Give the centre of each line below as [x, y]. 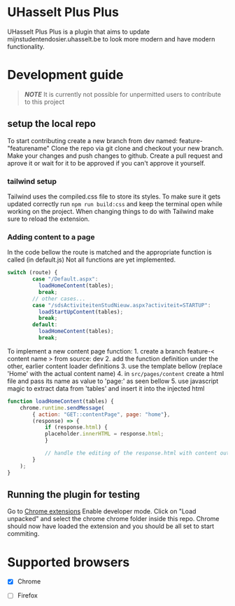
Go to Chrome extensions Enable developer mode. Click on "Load [102, 511]
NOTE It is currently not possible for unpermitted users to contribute [123, 94]
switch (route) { [33, 273]
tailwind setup [32, 181]
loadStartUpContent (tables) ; [81, 312]
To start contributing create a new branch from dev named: [93, 140]
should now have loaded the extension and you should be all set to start [111, 526]
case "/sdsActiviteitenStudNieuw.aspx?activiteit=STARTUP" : [122, 305]
